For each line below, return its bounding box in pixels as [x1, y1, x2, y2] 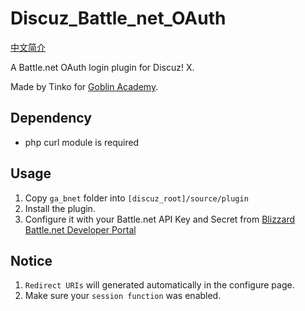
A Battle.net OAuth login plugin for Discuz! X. [10, 61, 195, 73]
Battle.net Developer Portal [24, 223, 137, 236]
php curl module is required [24, 136, 140, 148]
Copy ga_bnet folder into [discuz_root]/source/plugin [24, 192, 249, 204]
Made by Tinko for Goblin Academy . [10, 80, 159, 92]
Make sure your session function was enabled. [24, 290, 222, 302]
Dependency [10, 110, 92, 127]
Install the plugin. [24, 202, 96, 214]
